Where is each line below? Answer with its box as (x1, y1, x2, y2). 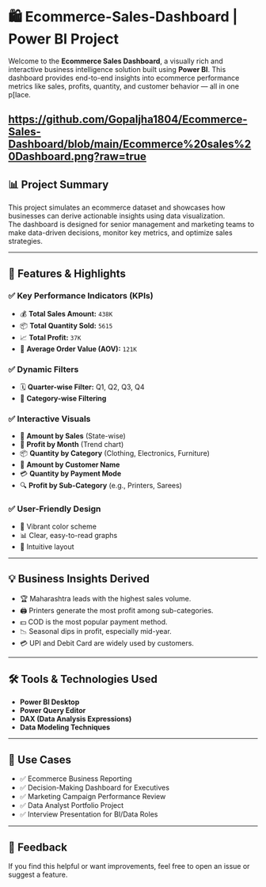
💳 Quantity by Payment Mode (19, 469, 122, 479)
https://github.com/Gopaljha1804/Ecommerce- (8, 113, 248, 127)
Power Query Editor (19, 706, 86, 715)
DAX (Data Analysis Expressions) (19, 715, 132, 724)
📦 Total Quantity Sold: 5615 (19, 320, 113, 330)
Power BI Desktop (19, 697, 80, 707)
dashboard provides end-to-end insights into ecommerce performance (8, 73, 240, 82)
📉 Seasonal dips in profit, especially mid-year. (19, 626, 172, 635)
